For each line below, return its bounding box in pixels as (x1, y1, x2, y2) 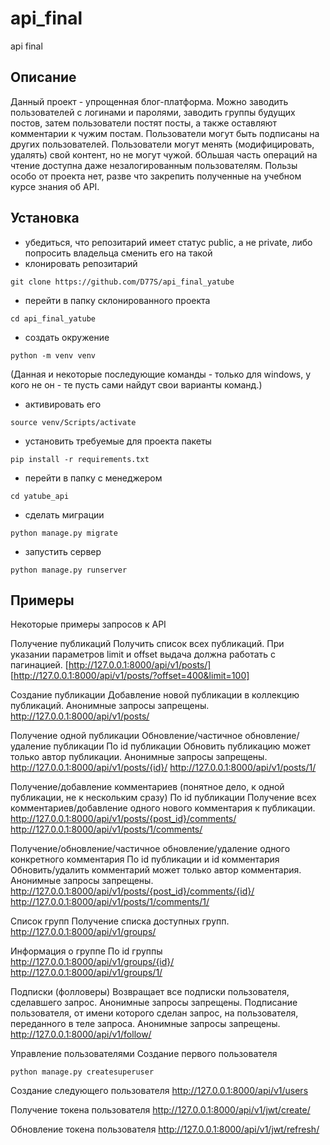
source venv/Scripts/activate (10, 417, 137, 427)
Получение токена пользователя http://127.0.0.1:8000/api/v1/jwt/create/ (10, 1104, 311, 1116)
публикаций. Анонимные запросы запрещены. (10, 700, 210, 712)
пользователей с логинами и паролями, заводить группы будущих (10, 106, 296, 118)
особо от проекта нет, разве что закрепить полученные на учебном (10, 170, 302, 182)
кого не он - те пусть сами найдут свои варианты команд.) (10, 378, 263, 391)
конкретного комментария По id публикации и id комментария (10, 853, 280, 866)
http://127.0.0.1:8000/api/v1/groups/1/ (10, 967, 163, 979)
